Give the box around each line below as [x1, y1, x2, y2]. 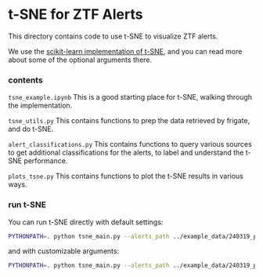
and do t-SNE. [8, 124, 54, 134]
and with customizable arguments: [8, 246, 120, 256]
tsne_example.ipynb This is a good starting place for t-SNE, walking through [8, 93, 253, 102]
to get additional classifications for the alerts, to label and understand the [8, 148, 244, 158]
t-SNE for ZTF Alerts [8, 5, 143, 24]
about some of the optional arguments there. [8, 55, 153, 64]
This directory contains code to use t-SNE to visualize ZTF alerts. [8, 31, 218, 41]
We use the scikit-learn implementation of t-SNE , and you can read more [8, 46, 243, 56]
